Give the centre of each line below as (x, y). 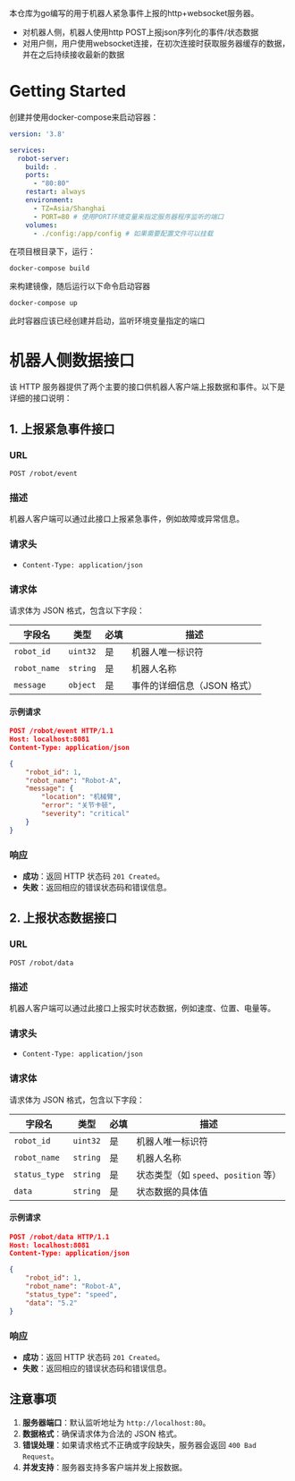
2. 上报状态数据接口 (63, 919)
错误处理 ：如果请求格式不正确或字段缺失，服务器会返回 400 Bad (139, 1444)
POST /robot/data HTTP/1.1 (59, 1237)
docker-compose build (50, 268)
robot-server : (43, 158)
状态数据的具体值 (172, 1191)
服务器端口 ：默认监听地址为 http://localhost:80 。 (116, 1422)
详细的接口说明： (41, 398)
